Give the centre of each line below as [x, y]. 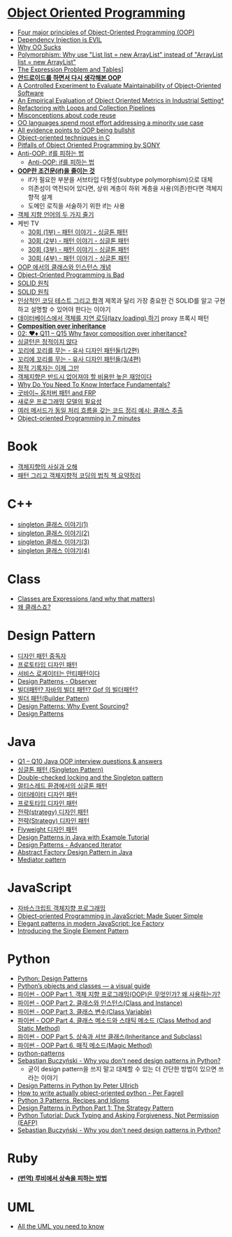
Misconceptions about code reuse [67, 115]
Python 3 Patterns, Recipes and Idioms [73, 1100]
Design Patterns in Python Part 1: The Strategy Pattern [95, 1108]
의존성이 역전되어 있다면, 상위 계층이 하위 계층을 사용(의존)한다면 [116, 188]
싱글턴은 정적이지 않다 [48, 341]
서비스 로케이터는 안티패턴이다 [58, 673]
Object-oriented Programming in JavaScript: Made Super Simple [110, 916]
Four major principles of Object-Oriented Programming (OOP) [106, 32]
